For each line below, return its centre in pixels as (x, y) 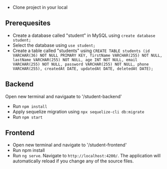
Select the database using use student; (54, 45)
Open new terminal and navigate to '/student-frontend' (70, 145)
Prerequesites (28, 23)
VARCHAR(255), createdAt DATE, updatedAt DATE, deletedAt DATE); (83, 69)
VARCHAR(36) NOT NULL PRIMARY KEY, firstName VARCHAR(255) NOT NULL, (88, 55)
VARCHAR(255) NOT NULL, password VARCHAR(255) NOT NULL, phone (81, 64)
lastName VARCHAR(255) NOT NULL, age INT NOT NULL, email (75, 60)
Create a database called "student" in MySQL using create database (84, 35)
